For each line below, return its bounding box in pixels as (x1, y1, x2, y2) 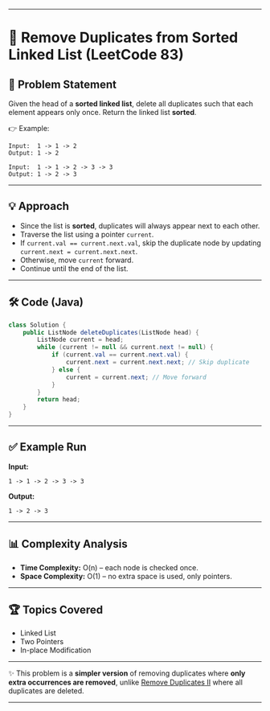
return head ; (37, 396, 81, 404)
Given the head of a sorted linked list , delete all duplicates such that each (8, 99, 254, 109)
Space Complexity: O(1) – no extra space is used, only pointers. (19, 571, 233, 581)
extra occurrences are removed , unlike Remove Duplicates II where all (8, 677, 243, 688)
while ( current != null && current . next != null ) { (37, 343, 215, 351)
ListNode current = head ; (37, 335, 125, 344)
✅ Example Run (8, 440, 87, 454)
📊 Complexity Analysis (8, 537, 129, 551)
